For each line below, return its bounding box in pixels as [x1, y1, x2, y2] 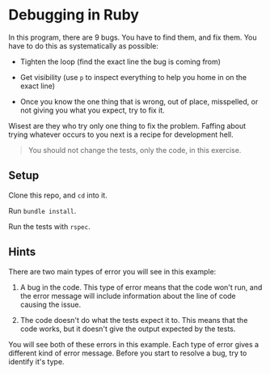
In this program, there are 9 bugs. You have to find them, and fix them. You [8, 32, 257, 42]
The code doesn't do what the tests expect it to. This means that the [19, 315, 248, 325]
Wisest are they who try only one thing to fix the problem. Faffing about [8, 121, 247, 130]
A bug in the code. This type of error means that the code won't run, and [19, 282, 263, 292]
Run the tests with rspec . [8, 221, 91, 232]
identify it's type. [8, 356, 65, 366]
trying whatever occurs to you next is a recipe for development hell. [8, 130, 234, 139]
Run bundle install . [8, 206, 77, 215]
